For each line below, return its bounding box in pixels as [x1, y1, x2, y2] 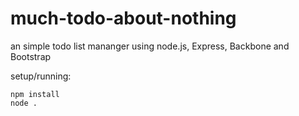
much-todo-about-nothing [10, 7, 237, 30]
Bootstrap [10, 50, 52, 62]
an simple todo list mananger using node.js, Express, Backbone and [10, 40, 290, 52]
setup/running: [10, 70, 72, 82]
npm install [10, 89, 60, 99]
